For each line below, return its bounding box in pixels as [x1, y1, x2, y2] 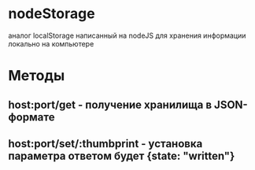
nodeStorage [8, 5, 96, 23]
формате [8, 110, 55, 124]
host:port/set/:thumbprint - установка [8, 137, 203, 150]
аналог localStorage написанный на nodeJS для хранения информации [8, 31, 246, 40]
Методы [8, 67, 65, 85]
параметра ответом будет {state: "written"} [8, 149, 235, 162]
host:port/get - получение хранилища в [8, 98, 213, 111]
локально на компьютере [8, 39, 94, 48]
